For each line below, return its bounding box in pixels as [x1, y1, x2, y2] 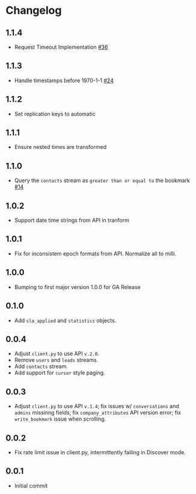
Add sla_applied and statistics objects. [14, 317, 117, 324]
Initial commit [14, 482, 48, 489]
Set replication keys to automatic [14, 110, 96, 117]
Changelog [5, 4, 62, 17]
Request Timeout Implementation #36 [14, 43, 108, 50]
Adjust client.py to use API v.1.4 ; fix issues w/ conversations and [14, 403, 180, 410]
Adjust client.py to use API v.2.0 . [14, 350, 100, 358]
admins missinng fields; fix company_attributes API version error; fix [14, 409, 182, 416]
